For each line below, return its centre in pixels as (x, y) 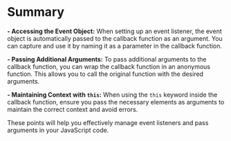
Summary (36, 12)
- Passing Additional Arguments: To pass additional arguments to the (107, 59)
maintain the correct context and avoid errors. (73, 109)
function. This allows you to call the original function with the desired (105, 74)
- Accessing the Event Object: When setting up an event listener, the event (115, 31)
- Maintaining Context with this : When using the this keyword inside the (112, 95)
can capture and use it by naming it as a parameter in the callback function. (115, 46)
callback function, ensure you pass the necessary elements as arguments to (116, 102)
